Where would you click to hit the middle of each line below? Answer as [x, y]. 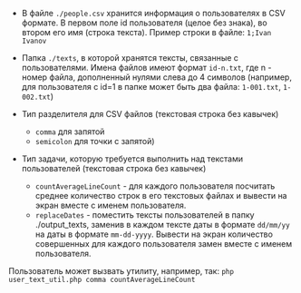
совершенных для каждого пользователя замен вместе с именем [164, 244]
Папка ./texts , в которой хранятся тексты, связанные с [130, 58]
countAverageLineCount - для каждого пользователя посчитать [155, 186]
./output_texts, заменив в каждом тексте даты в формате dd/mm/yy [163, 225]
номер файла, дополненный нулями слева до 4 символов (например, [156, 77]
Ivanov [34, 41]
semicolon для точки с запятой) [95, 141]
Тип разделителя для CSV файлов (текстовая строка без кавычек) [150, 114]
